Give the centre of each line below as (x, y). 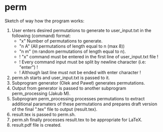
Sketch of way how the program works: (45, 21)
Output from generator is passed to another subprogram (69, 88)
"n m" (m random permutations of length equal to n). (72, 51)
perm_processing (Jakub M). (41, 93)
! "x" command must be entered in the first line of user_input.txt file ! (89, 56)
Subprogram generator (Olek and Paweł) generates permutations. (78, 83)
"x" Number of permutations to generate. (61, 41)
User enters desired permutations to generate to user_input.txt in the (81, 30)
